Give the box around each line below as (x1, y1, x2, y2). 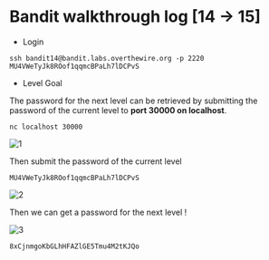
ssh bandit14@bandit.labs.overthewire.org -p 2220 (9, 53, 205, 63)
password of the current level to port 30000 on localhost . (9, 104, 227, 115)
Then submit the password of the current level (9, 156, 183, 167)
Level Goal (22, 77, 62, 88)
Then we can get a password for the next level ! (9, 207, 187, 217)
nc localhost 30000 (9, 122, 83, 131)
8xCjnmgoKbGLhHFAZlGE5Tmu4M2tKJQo (9, 242, 140, 251)
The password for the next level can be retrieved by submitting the (9, 95, 258, 106)
